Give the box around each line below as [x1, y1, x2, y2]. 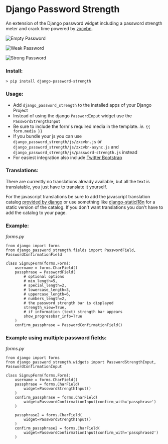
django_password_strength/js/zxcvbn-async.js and [13, 143, 119, 150]
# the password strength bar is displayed [24, 301, 114, 306]
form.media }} [13, 128, 43, 134]
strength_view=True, [24, 305, 67, 310]
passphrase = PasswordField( [15, 270, 76, 275]
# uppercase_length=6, [24, 292, 71, 297]
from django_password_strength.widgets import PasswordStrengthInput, [6, 360, 156, 365]
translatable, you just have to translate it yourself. [6, 184, 107, 190]
